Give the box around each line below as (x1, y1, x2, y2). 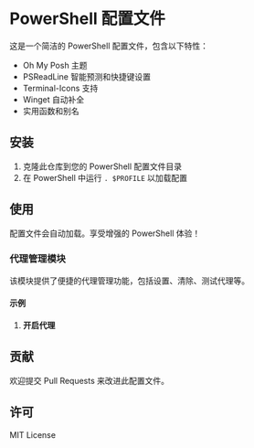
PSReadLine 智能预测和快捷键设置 (22, 70, 151, 82)
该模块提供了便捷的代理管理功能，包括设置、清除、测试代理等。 (9, 275, 249, 286)
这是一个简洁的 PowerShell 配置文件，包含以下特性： (9, 40, 208, 51)
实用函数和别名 (22, 105, 79, 116)
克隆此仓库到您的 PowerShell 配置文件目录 (22, 161, 183, 172)
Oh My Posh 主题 (22, 59, 89, 70)
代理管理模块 (9, 252, 67, 265)
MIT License (9, 429, 57, 440)
